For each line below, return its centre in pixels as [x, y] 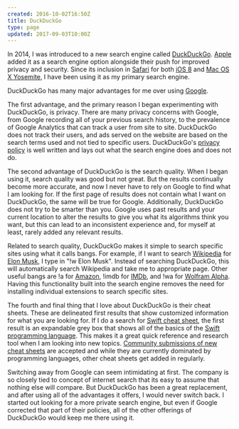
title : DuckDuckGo [34, 21]
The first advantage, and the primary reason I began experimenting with [113, 105]
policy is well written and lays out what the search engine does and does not [119, 150]
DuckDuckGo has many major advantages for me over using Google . [108, 91]
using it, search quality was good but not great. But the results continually [116, 179]
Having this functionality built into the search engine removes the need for [116, 284]
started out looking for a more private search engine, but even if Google [113, 403]
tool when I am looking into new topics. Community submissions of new [112, 343]
